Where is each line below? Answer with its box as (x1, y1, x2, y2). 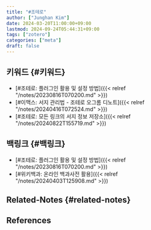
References (6, 215, 51, 226)
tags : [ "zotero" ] (6, 32, 51, 38)
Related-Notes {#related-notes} (6, 195, 131, 205)
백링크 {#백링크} (6, 138, 66, 149)
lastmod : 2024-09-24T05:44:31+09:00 (6, 26, 100, 32)
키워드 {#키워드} (6, 67, 66, 77)
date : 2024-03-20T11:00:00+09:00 (6, 20, 92, 26)
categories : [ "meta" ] (6, 37, 62, 43)
